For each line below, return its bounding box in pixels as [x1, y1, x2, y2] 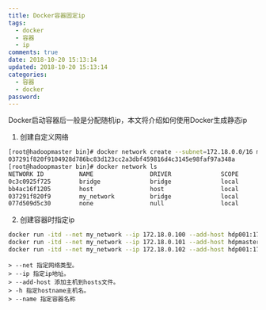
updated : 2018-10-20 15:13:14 [8, 63, 108, 71]
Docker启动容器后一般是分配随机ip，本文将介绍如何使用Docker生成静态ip [8, 116, 248, 125]
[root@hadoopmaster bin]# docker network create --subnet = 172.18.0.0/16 [8, 148, 253, 156]
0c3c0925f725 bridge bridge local [8, 178, 239, 186]
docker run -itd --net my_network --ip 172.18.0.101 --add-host [8, 239, 225, 247]
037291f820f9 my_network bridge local [8, 192, 239, 201]
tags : [8, 19, 26, 27]
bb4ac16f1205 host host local [8, 185, 239, 193]
